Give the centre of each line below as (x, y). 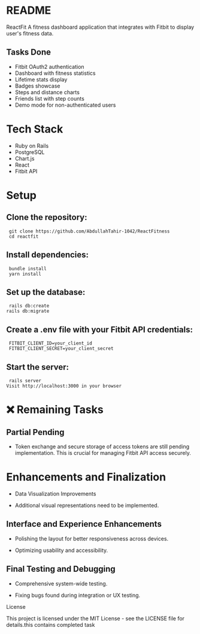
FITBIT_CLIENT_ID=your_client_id (51, 343)
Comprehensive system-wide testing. (61, 583)
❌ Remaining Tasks (55, 410)
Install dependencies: (47, 255)
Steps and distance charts (47, 92)
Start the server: (38, 367)
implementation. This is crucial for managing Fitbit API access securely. (103, 452)
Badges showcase (38, 86)
